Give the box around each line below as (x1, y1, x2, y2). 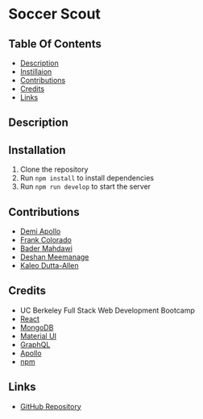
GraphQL (19, 339, 51, 349)
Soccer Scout (8, 5, 101, 23)
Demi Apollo (19, 226, 61, 236)
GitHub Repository (19, 401, 82, 411)
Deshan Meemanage (19, 252, 89, 262)
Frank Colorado (19, 235, 72, 245)
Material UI (19, 331, 57, 341)
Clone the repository (19, 164, 89, 174)
